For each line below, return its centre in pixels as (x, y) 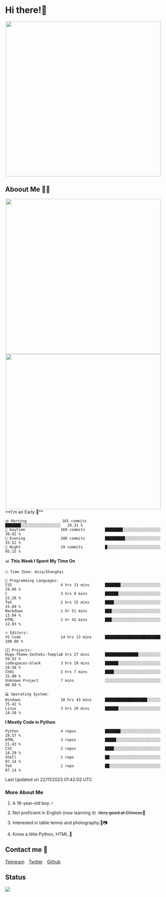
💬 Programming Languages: (32, 581)
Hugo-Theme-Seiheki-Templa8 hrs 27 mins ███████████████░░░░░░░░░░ (83, 654)
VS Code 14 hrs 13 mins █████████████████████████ (83, 637)
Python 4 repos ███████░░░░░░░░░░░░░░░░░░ (83, 731)
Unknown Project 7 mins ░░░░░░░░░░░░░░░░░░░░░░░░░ (83, 680)
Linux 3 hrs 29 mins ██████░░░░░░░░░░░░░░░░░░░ (83, 708)
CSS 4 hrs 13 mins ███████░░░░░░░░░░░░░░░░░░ (83, 585)
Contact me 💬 (27, 850)
